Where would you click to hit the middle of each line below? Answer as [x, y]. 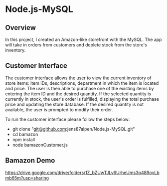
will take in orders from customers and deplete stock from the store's [76, 45]
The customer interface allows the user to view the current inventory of [79, 78]
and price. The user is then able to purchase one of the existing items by [80, 88]
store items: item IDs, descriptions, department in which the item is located [82, 83]
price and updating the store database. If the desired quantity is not [75, 104]
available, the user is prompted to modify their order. [59, 109]
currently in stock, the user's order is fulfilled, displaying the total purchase [82, 99]
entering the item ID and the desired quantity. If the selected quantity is [78, 94]
